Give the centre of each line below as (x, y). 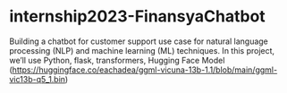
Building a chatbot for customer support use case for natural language (139, 41)
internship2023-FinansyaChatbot (137, 17)
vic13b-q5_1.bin (37, 79)
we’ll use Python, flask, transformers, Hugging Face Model (117, 60)
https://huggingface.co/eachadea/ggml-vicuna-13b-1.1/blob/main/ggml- (145, 70)
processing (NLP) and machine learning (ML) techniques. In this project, (142, 50)
